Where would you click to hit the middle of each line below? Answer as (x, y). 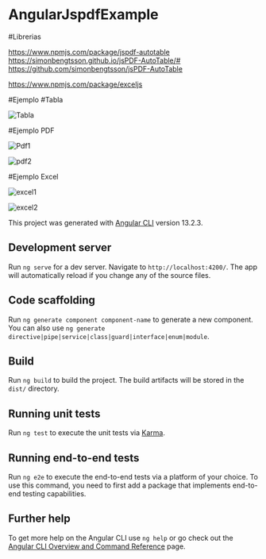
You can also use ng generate (57, 328)
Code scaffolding (52, 301)
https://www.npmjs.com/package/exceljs (75, 84)
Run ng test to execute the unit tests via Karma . (87, 433)
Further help (40, 519)
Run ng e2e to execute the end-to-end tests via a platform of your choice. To (133, 477)
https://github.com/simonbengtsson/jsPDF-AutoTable (95, 68)
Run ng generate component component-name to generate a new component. (131, 319)
